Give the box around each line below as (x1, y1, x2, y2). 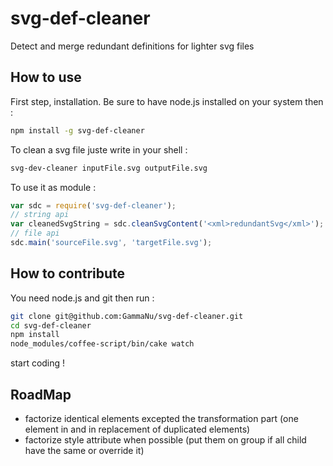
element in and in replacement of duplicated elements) (24, 423, 251, 435)
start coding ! (10, 357, 66, 369)
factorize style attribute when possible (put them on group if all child (24, 434, 307, 446)
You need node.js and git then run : (10, 292, 155, 304)
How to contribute (10, 265, 126, 282)
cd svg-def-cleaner (10, 320, 92, 331)
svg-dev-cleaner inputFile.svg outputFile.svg (10, 163, 208, 173)
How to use (10, 69, 82, 86)
